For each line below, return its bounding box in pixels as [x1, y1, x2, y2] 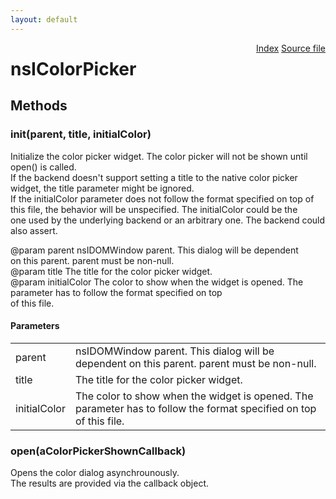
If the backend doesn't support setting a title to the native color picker [10, 171, 298, 183]
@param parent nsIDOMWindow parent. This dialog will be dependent [10, 244, 299, 256]
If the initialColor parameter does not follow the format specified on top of [10, 192, 315, 205]
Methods [10, 97, 68, 115]
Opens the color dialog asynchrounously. [10, 467, 180, 478]
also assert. [10, 224, 58, 236]
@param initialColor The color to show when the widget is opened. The [10, 276, 304, 288]
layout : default [10, 14, 78, 25]
